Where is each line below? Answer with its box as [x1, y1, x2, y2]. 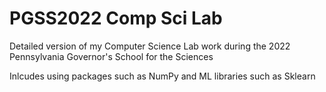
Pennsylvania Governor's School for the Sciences [9, 50, 214, 62]
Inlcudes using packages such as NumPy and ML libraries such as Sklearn [9, 70, 316, 82]
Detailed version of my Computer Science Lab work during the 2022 [9, 40, 291, 52]
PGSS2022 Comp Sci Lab [9, 7, 223, 30]
